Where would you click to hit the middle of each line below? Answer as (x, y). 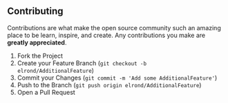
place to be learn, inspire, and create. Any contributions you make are (106, 35)
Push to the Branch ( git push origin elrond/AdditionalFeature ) (109, 84)
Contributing (35, 11)
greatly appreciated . (37, 42)
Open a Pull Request (46, 92)
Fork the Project (40, 56)
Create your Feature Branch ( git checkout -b (82, 63)
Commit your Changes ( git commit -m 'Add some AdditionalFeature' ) (117, 78)
